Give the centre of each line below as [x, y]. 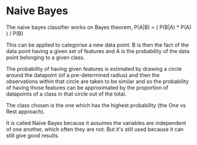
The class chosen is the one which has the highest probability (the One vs [96, 105]
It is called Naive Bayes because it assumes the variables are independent [96, 123]
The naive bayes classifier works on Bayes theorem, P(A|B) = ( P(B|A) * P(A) [99, 27]
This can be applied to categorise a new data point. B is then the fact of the [98, 45]
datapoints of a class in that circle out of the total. [66, 94]
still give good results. [33, 135]
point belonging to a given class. [46, 57]
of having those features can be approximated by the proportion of [87, 87]
